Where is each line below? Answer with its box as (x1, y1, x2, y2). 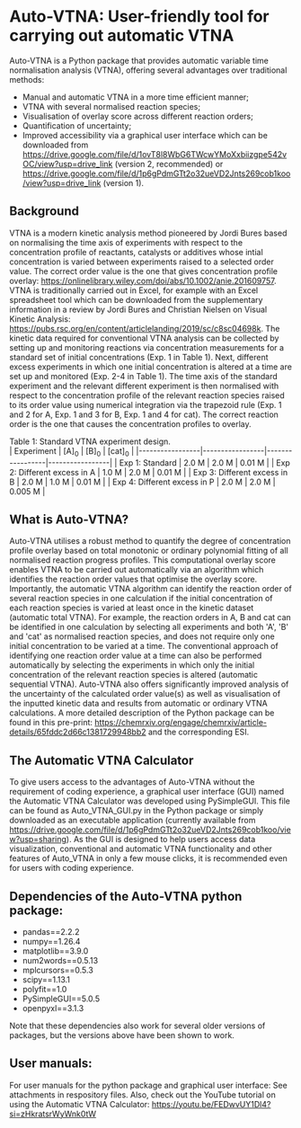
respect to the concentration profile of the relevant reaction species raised (9, 389, 285, 401)
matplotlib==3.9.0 (22, 946, 89, 956)
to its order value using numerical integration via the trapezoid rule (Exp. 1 (9, 399, 282, 410)
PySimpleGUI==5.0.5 (22, 993, 101, 1004)
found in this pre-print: (9, 717, 93, 728)
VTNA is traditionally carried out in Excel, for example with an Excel (9, 285, 259, 296)
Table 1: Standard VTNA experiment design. (9, 436, 171, 447)
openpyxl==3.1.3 (22, 1002, 84, 1013)
